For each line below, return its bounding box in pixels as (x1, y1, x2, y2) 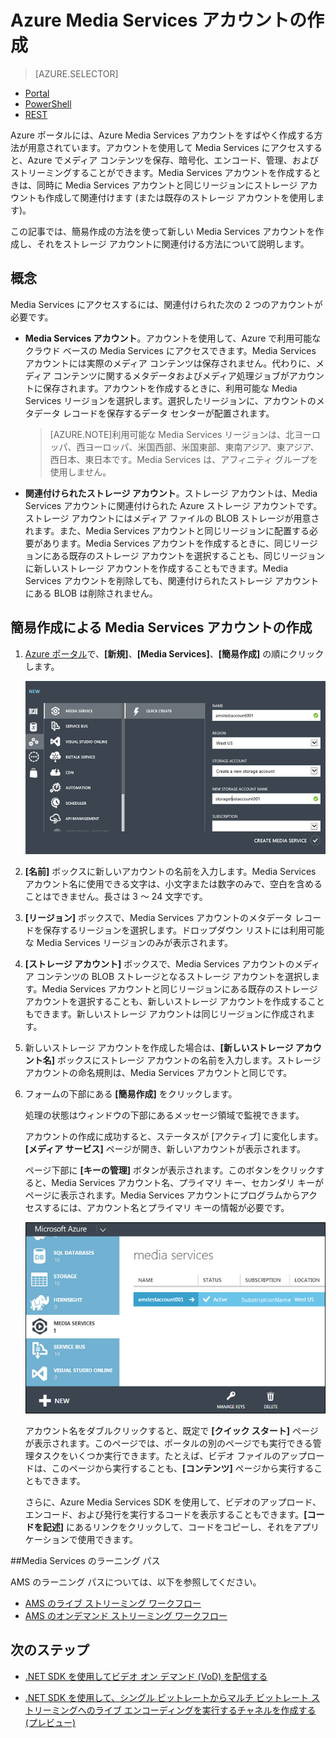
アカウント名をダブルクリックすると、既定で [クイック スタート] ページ (24, 1424, 319, 1436)
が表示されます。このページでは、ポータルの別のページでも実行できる (24, 1437, 313, 1449)
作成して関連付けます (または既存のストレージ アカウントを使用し (44, 191, 317, 203)
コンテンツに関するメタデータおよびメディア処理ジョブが (53, 369, 290, 381)
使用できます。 (77, 1533, 139, 1545)
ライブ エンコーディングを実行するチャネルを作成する (94, 1704, 317, 1716)
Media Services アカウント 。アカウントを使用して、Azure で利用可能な (24, 332, 322, 344)
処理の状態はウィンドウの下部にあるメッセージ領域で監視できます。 (24, 1109, 305, 1121)
